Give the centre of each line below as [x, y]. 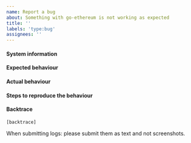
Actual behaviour [28, 81]
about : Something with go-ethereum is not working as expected [88, 18]
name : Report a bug [31, 12]
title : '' [19, 23]
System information [32, 54]
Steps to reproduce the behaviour [49, 95]
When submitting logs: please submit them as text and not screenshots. [96, 133]
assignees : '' [24, 35]
